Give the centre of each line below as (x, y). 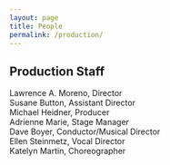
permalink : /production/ (56, 34)
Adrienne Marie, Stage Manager (70, 122)
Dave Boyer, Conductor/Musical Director (85, 131)
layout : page (34, 18)
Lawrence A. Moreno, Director (66, 93)
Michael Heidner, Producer (60, 112)
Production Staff (57, 71)
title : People (36, 26)
